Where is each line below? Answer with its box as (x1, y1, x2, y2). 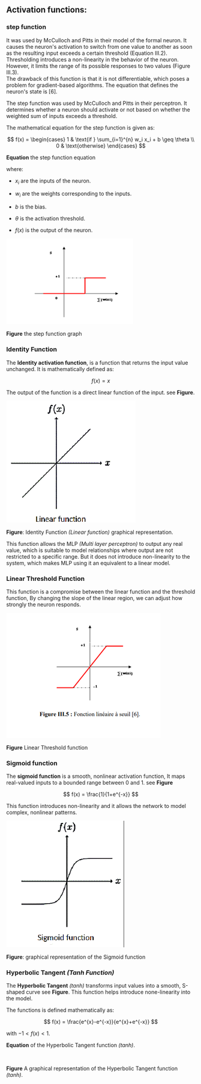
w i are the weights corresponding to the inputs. (14, 190, 132, 199)
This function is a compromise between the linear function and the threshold (6, 587, 196, 595)
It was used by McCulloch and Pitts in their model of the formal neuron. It (6, 36, 187, 44)
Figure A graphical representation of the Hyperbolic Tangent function (6, 1065, 178, 1072)
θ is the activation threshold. (14, 215, 86, 222)
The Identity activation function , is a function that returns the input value (6, 359, 188, 366)
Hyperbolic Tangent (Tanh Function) (6, 968, 115, 977)
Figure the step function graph (6, 330, 82, 337)
